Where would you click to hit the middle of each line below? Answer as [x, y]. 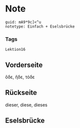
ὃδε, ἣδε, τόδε [20, 77]
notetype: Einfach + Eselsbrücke [40, 26]
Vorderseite [24, 65]
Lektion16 [15, 50]
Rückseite [21, 93]
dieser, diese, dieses [26, 105]
